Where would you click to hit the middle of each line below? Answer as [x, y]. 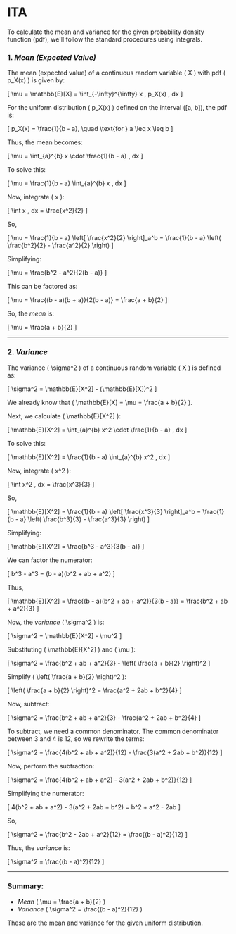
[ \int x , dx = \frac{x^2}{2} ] [47, 211]
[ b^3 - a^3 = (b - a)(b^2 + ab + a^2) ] [61, 573]
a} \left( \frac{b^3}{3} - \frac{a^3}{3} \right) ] [85, 519]
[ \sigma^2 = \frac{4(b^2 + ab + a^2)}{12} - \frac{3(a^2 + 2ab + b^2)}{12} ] [115, 752]
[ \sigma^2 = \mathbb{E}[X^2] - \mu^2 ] [65, 635]
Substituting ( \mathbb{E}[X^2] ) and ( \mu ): [71, 649]
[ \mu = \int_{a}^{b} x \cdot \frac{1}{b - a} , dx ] [76, 156]
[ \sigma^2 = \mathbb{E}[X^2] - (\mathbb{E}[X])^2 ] [82, 389]
